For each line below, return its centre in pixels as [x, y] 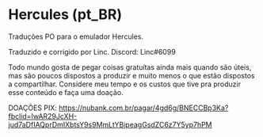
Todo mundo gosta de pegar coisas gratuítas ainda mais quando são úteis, [130, 67]
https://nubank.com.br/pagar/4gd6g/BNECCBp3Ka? [144, 108]
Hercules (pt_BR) [65, 15]
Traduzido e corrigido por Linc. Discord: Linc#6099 [92, 51]
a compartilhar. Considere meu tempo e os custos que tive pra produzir [125, 84]
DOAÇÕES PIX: [33, 108]
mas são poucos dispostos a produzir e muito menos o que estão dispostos [131, 75]
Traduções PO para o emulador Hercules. [76, 36]
